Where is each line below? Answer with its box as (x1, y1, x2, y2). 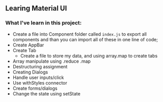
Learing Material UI (5, 4, 67, 13)
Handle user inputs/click (12, 74, 64, 81)
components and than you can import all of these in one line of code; (12, 36, 158, 42)
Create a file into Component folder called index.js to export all (12, 31, 147, 37)
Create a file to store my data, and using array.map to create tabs (20, 53, 158, 59)
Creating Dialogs (12, 69, 49, 75)
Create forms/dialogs (12, 85, 58, 91)
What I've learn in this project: (5, 19, 82, 27)
